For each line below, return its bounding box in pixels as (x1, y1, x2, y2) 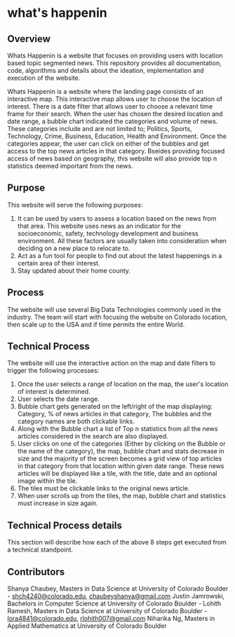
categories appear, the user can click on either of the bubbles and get (7, 139, 209, 148)
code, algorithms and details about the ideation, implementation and (7, 67, 205, 74)
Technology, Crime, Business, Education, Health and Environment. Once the (7, 132, 227, 140)
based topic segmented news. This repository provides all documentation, (7, 59, 222, 67)
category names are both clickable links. (17, 417, 135, 425)
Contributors (7, 566, 65, 577)
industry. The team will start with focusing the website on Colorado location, (7, 313, 228, 321)
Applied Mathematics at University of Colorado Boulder (7, 622, 167, 630)
